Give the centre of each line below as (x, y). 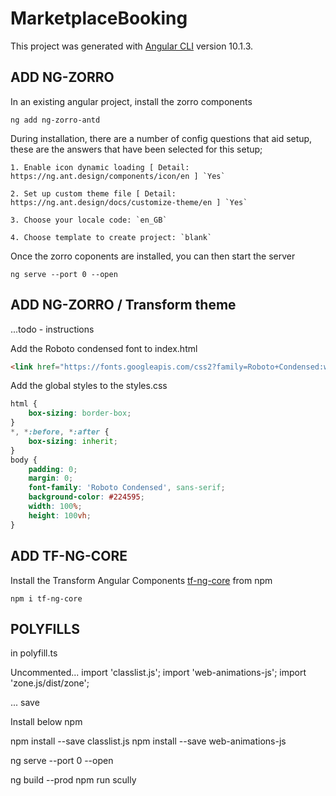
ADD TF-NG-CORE (69, 556)
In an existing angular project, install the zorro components (131, 101)
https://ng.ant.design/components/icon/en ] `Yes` (118, 176)
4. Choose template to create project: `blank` (111, 237)
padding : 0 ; (53, 469)
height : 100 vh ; (60, 515)
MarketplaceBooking (99, 18)
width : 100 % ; (55, 507)
